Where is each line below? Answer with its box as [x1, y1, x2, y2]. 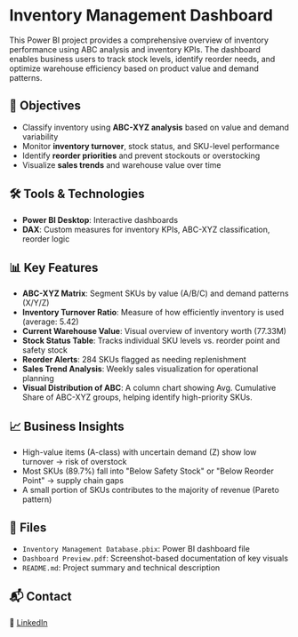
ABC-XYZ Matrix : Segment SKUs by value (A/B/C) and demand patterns [21, 288, 289, 299]
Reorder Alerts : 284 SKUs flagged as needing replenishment [21, 354, 246, 365]
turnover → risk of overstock [21, 457, 127, 467]
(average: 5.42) [21, 316, 79, 327]
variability [21, 131, 59, 142]
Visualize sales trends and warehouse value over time [21, 159, 221, 170]
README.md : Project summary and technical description [21, 562, 221, 573]
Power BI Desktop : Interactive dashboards [21, 214, 179, 225]
